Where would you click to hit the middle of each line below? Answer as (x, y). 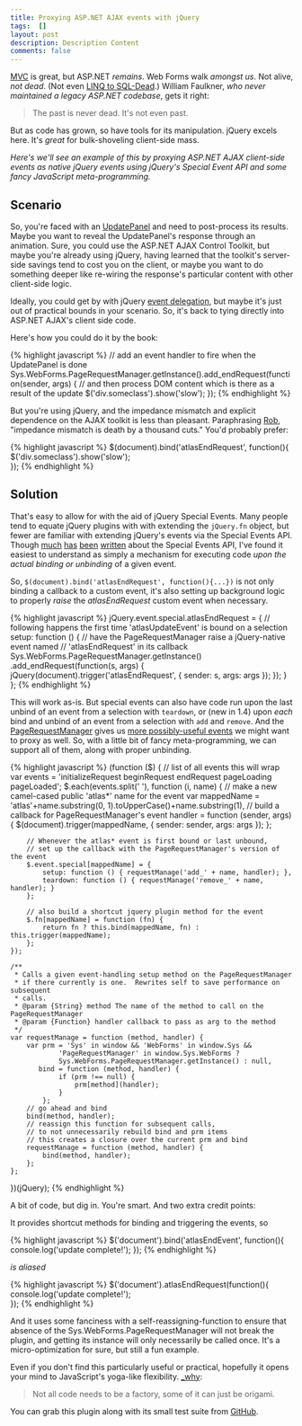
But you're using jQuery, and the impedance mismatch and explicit (133, 411)
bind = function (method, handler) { (109, 1069)
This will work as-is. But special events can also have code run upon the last (151, 702)
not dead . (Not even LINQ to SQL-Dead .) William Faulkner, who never (138, 86)
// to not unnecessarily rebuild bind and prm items (127, 1132)
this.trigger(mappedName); (61, 935)
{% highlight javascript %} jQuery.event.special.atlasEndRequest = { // (140, 617)
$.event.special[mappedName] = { (89, 864)
